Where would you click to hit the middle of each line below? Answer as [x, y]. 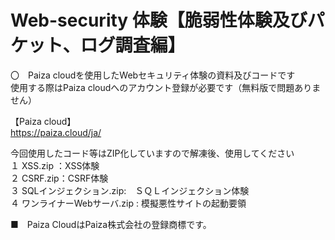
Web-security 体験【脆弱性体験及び [159, 20]
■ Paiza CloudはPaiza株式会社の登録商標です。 [111, 224]
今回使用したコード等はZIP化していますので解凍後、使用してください [152, 153]
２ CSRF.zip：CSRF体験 [59, 178]
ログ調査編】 [132, 45]
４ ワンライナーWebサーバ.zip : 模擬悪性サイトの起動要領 [128, 203]
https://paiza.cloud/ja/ [56, 132]
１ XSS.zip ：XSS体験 [55, 165]
